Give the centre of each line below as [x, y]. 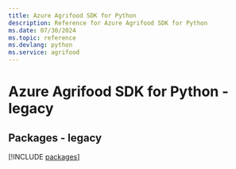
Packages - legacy [55, 138]
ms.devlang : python [41, 45]
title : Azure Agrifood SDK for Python [72, 15]
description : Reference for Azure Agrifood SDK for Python [108, 23]
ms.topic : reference [43, 38]
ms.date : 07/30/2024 [43, 30]
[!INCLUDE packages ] [44, 157]
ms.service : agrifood [44, 52]
